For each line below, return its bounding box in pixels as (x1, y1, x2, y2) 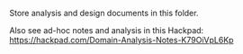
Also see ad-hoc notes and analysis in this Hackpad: (9, 25, 204, 35)
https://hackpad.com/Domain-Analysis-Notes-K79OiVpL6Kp (9, 35, 234, 45)
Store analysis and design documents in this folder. (9, 8, 199, 18)
